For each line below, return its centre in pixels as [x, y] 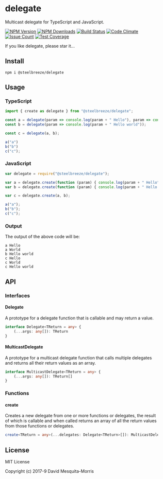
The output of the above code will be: [42, 237]
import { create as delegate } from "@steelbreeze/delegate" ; [69, 111]
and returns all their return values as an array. [50, 363]
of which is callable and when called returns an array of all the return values [81, 421]
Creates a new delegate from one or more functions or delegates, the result [81, 416]
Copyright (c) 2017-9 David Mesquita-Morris [49, 471]
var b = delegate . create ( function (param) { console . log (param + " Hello [81, 187]
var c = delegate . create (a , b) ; [38, 196]
